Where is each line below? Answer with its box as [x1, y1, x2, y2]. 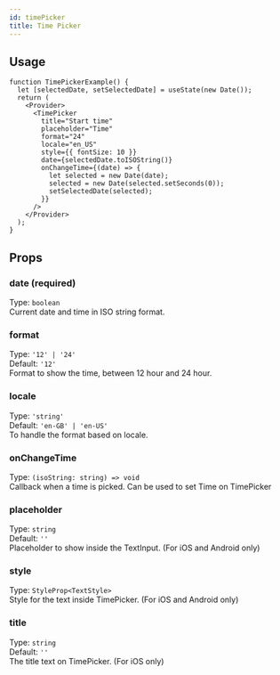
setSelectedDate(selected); [48, 187, 153, 196]
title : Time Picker [9, 21, 82, 30]
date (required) [9, 277, 76, 289]
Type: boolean [9, 297, 60, 307]
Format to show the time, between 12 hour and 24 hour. [9, 368, 212, 378]
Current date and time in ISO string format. [9, 306, 165, 317]
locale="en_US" [41, 140, 98, 150]
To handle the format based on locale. [9, 429, 148, 440]
